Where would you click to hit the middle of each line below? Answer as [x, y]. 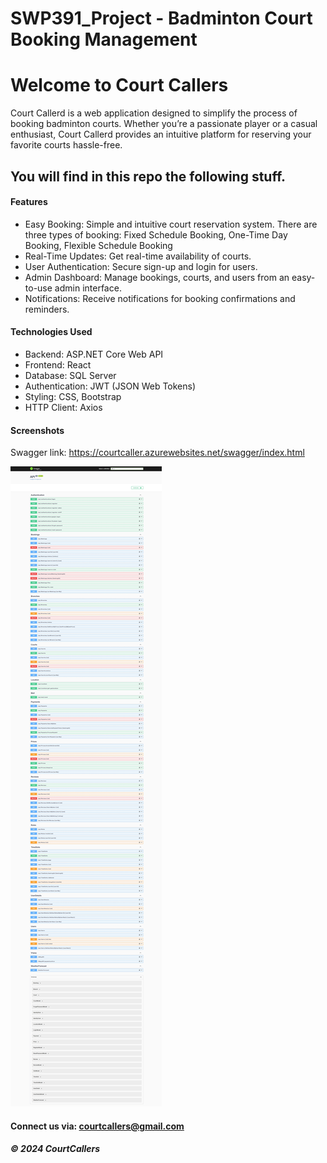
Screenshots [37, 430]
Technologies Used [51, 332]
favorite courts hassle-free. [66, 145]
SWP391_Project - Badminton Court [161, 18]
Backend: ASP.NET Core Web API [94, 354]
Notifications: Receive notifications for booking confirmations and [160, 298]
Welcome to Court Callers [119, 85]
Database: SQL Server [70, 375]
